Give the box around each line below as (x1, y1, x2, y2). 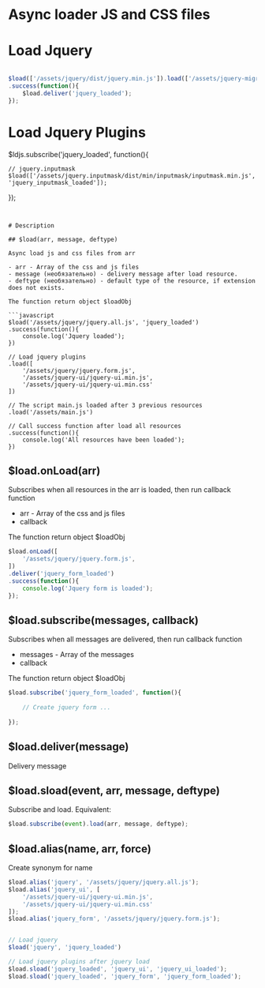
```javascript (8, 311, 55, 319)
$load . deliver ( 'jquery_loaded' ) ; (22, 89, 132, 97)
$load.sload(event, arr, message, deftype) (8, 783, 221, 797)
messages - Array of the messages (19, 650, 134, 659)
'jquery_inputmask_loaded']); (8, 178, 108, 186)
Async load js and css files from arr (8, 249, 136, 257)
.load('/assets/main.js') (8, 408, 93, 416)
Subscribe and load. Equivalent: (8, 805, 112, 814)
